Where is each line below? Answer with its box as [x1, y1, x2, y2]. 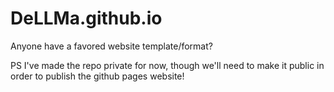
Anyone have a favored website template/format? [10, 40, 213, 52]
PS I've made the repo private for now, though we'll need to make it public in [10, 59, 325, 71]
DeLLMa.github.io [10, 7, 163, 30]
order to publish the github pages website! [10, 70, 185, 82]
